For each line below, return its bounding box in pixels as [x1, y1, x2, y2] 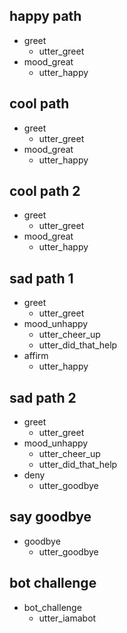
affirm [23, 350, 49, 362]
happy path [9, 8, 82, 25]
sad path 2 [9, 389, 77, 406]
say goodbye [9, 509, 92, 526]
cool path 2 [9, 183, 81, 200]
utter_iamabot [38, 612, 97, 624]
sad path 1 [9, 270, 74, 287]
